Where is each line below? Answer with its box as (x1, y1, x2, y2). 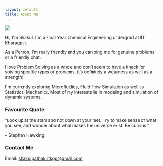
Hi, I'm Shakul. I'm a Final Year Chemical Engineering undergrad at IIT (5, 34, 145, 40)
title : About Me (5, 12, 38, 17)
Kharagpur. (5, 40, 28, 46)
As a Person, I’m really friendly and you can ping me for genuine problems (5, 49, 155, 55)
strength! (5, 74, 23, 80)
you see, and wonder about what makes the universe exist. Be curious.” (5, 122, 150, 128)
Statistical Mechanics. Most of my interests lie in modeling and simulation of (5, 89, 158, 95)
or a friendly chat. (5, 54, 41, 60)
